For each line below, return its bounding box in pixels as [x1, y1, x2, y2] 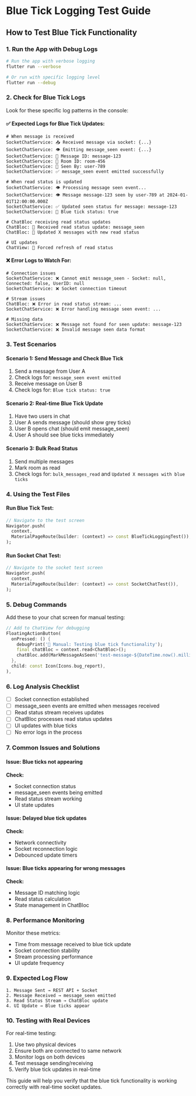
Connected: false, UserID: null [6, 281, 85, 287]
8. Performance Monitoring [6, 916, 85, 924]
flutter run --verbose [6, 63, 61, 70]
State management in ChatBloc [14, 902, 89, 909]
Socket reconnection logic [14, 845, 78, 852]
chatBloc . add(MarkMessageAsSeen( [16, 652, 98, 658]
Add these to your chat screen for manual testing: [6, 613, 125, 621]
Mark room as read [14, 464, 61, 471]
